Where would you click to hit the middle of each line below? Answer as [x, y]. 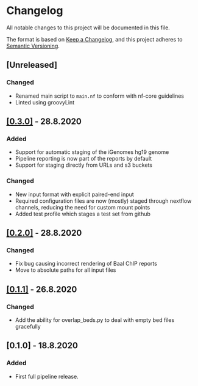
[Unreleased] [32, 65]
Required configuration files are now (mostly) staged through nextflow [103, 201]
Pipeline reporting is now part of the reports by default [83, 159]
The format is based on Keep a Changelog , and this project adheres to [94, 39]
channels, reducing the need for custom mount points [83, 207]
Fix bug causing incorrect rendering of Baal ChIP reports [86, 264]
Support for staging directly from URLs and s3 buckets [83, 165]
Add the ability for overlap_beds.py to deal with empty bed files [95, 320]
